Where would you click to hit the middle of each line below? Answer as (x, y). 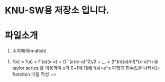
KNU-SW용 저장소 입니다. (57, 10)
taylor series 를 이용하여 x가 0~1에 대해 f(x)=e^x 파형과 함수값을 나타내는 (86, 68)
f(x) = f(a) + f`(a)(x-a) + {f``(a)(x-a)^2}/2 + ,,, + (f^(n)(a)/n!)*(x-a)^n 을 (85, 62)
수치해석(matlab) (29, 51)
